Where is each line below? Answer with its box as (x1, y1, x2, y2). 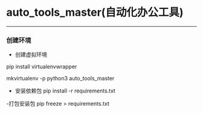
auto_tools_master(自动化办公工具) (6, 5, 184, 19)
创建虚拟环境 (14, 51, 47, 58)
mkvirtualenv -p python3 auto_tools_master (6, 75, 115, 82)
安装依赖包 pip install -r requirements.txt (14, 87, 116, 94)
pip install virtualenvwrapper (6, 63, 77, 70)
